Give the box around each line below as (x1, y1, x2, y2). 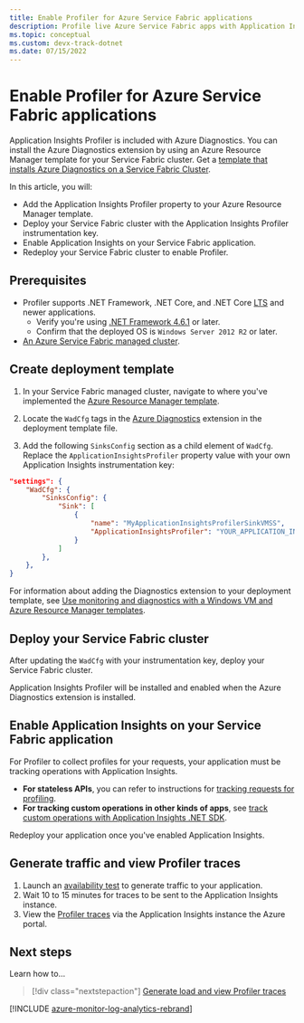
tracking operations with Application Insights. (9, 765, 178, 776)
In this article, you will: (9, 182, 93, 193)
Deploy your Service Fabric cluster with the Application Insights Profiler (22, 218, 290, 229)
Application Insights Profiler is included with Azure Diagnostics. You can (9, 135, 278, 146)
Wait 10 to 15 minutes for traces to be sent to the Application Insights (22, 889, 279, 900)
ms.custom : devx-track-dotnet (9, 38, 124, 48)
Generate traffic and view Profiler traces (9, 856, 242, 871)
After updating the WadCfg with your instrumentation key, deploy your (9, 655, 265, 666)
